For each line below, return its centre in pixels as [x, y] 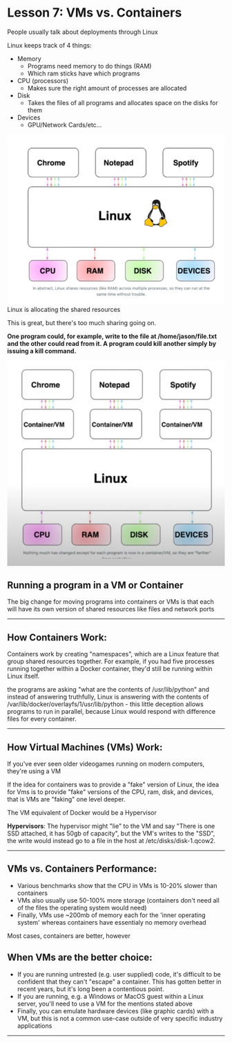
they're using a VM [34, 771]
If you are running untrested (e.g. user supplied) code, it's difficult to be [119, 974]
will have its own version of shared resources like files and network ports [111, 609]
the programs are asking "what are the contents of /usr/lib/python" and [108, 690]
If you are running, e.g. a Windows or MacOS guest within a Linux [110, 996]
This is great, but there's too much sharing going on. [82, 323]
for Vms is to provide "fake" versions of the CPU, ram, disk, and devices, [110, 792]
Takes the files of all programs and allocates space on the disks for [123, 102]
